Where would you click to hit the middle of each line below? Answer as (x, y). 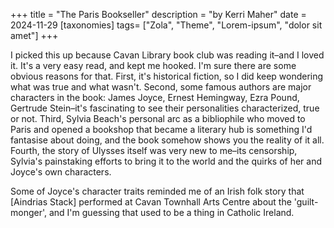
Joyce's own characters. (61, 172)
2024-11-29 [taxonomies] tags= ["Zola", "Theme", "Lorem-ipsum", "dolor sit (166, 25)
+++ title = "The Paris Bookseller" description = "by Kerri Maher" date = (158, 14)
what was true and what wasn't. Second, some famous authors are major (161, 87)
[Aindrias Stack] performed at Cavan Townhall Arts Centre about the (151, 202)
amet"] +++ (34, 35)
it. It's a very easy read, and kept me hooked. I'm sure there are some (153, 65)
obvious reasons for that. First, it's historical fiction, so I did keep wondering (167, 76)
